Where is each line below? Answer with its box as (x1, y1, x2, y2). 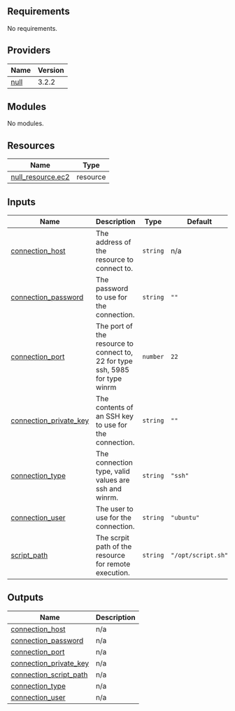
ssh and (95, 484, 122, 494)
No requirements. (7, 24, 58, 32)
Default (187, 217, 212, 227)
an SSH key (95, 411, 134, 421)
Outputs (7, 591, 44, 604)
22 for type (95, 356, 133, 366)
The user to (95, 504, 134, 514)
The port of (95, 321, 133, 331)
